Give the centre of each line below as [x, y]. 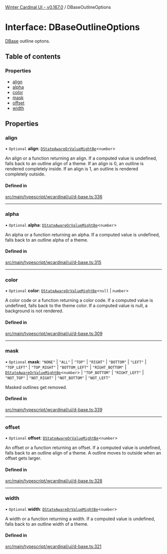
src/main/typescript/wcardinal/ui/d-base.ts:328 [54, 481]
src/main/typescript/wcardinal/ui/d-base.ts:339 [54, 410]
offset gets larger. [23, 458]
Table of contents [33, 57]
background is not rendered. [34, 311]
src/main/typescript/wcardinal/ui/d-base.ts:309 [54, 333]
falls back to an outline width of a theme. [47, 524]
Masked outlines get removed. [36, 387]
